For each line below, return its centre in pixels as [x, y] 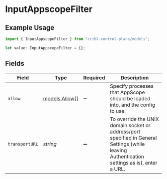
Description [135, 77]
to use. [118, 111]
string [50, 144]
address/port [125, 132]
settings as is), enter [134, 163]
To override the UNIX [134, 119]
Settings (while [127, 144]
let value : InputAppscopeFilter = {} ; [45, 48]
